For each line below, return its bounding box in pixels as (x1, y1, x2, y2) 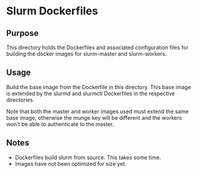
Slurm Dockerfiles (6, 4, 98, 18)
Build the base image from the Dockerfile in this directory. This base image (6, 83, 191, 90)
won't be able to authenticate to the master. (6, 120, 114, 128)
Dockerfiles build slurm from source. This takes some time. (14, 154, 161, 161)
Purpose (6, 28, 39, 38)
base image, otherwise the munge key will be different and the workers (6, 114, 182, 121)
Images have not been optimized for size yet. (14, 160, 127, 167)
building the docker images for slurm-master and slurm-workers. (6, 50, 167, 57)
